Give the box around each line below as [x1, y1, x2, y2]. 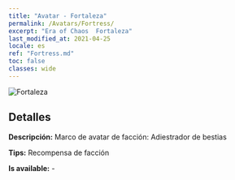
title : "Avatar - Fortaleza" [8, 11, 107, 20]
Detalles [8, 110, 51, 124]
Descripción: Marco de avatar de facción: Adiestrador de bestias [8, 131, 228, 142]
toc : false [8, 58, 46, 66]
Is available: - [8, 163, 55, 173]
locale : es [8, 42, 46, 50]
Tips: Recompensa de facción [8, 148, 110, 157]
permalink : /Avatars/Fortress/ [8, 19, 115, 28]
